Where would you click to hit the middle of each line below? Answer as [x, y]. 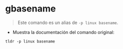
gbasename [31, 9]
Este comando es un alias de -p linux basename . [68, 22]
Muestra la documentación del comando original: [64, 32]
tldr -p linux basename [30, 41]
